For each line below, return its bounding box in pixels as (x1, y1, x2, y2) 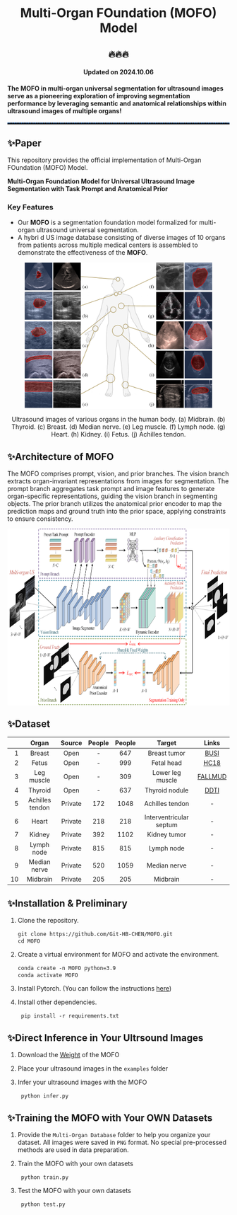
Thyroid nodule (144, 785, 189, 794)
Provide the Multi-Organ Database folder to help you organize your (17, 1131, 211, 1139)
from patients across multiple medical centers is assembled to (17, 241, 199, 249)
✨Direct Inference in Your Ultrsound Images (7, 1032, 204, 1044)
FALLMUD (197, 772, 227, 781)
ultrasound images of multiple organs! (7, 106, 122, 115)
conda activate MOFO (17, 972, 78, 979)
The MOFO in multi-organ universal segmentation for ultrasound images (7, 84, 224, 93)
